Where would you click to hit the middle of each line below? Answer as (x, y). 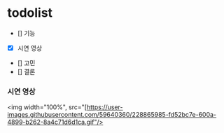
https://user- (105, 107)
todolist (30, 13)
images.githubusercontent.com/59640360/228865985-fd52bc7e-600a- (112, 115)
